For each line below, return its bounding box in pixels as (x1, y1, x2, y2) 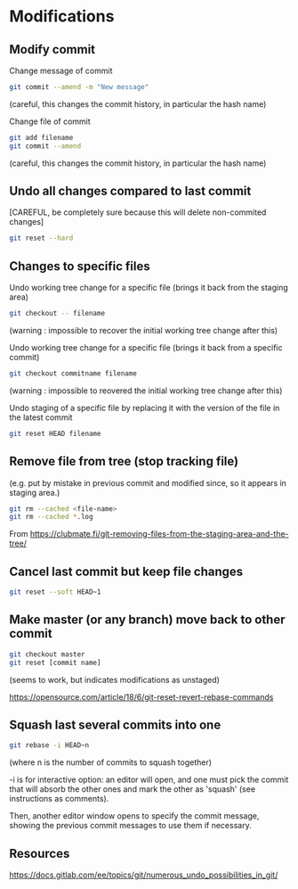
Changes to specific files (9, 259, 151, 274)
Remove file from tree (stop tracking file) (9, 454, 238, 469)
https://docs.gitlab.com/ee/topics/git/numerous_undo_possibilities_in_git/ (9, 869, 278, 880)
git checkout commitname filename (9, 369, 138, 378)
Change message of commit (9, 65, 113, 76)
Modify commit (9, 42, 96, 57)
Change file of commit (9, 116, 91, 127)
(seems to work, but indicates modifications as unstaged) (9, 674, 221, 685)
